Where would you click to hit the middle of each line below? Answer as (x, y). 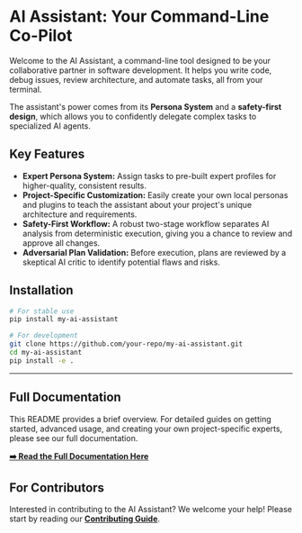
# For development (44, 336)
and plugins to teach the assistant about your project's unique (137, 204)
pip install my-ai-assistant (64, 320)
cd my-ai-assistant (46, 353)
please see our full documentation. (74, 438)
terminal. (26, 89)
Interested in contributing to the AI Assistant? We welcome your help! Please (151, 510)
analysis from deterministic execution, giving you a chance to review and (157, 233)
